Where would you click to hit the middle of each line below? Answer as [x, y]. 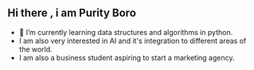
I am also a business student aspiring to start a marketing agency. [127, 57]
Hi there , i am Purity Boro [72, 13]
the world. [35, 49]
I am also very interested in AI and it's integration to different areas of [133, 41]
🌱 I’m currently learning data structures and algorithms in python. [126, 32]
